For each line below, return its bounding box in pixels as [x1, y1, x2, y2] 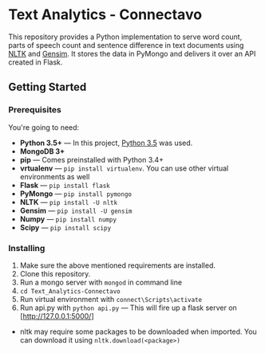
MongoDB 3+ [19, 146, 65, 156]
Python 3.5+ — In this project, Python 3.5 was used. [19, 138, 193, 147]
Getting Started [8, 80, 87, 94]
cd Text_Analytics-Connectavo [19, 287, 121, 296]
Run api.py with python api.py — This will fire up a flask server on [19, 303, 237, 312]
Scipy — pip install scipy [19, 222, 112, 232]
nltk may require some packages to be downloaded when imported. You [19, 327, 257, 336]
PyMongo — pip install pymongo [19, 189, 132, 198]
